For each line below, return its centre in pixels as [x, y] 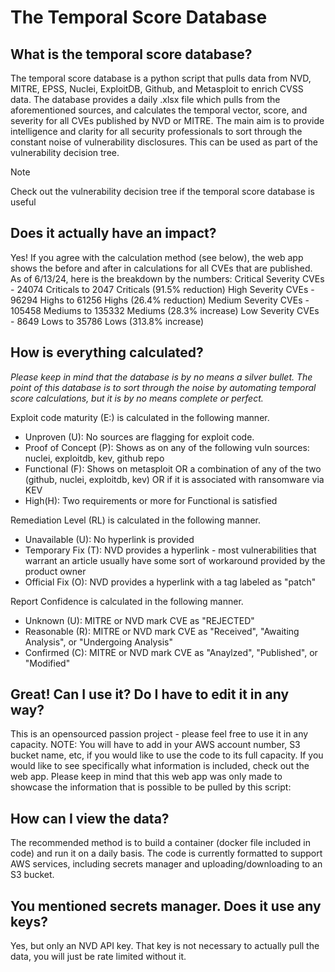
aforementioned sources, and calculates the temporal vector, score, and [159, 110]
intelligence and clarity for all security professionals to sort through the [156, 131]
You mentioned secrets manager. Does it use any [166, 906]
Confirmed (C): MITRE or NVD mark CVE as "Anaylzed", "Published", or [171, 652]
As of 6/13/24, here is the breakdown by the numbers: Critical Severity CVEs [167, 278]
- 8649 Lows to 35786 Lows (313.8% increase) [107, 321]
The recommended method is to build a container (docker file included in [160, 843]
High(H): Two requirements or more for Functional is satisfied [151, 500]
